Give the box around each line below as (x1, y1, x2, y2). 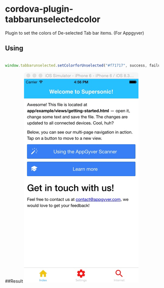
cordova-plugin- (5, 3, 74, 15)
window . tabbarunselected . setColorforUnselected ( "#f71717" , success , (5, 63, 147, 68)
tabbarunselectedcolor (5, 14, 101, 25)
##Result (5, 278, 23, 284)
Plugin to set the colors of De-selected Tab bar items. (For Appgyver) (5, 30, 144, 36)
